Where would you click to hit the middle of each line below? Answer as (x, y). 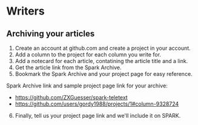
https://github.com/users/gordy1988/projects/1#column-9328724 (97, 104)
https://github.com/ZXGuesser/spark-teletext (71, 97)
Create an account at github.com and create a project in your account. (103, 48)
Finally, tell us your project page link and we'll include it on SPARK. (98, 116)
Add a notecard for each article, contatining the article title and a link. (101, 61)
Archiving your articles (51, 34)
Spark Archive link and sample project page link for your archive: (87, 86)
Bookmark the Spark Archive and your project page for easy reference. (104, 74)
